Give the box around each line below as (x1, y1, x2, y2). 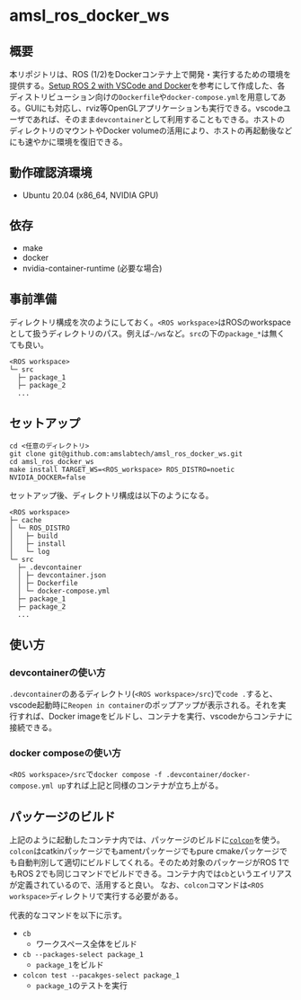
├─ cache (9, 516, 42, 525)
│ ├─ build (9, 531, 58, 540)
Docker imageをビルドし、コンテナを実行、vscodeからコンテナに (48, 710, 293, 721)
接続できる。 (9, 721, 57, 733)
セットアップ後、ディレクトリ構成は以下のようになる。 (9, 490, 214, 501)
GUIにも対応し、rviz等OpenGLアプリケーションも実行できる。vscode (24, 103, 283, 113)
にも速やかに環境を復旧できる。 (9, 137, 128, 147)
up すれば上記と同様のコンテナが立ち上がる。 (57, 780, 224, 791)
